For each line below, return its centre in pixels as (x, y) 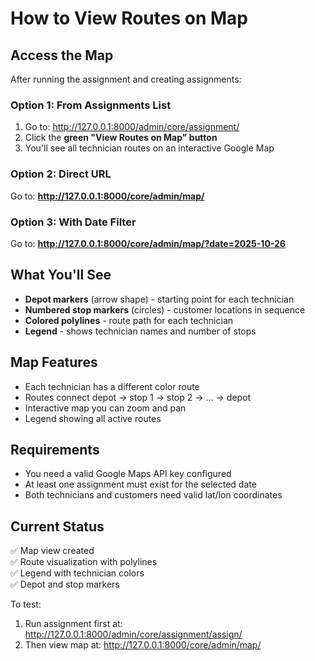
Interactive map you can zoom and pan (105, 408)
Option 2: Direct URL (61, 174)
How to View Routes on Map (129, 18)
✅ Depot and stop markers (65, 584)
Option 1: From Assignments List (91, 105)
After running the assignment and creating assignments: (126, 79)
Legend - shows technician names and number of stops (140, 331)
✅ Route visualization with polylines (84, 562)
